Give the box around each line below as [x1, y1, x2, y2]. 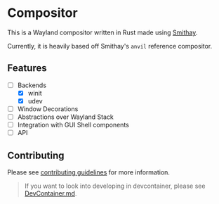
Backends [17, 81, 47, 89]
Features [7, 62, 47, 75]
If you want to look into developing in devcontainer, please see [24, 181, 206, 190]
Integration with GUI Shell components [17, 121, 130, 129]
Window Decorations [17, 104, 79, 113]
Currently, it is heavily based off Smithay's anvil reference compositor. [7, 42, 213, 50]
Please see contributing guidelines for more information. [7, 168, 171, 177]
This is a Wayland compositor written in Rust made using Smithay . [7, 28, 198, 37]
